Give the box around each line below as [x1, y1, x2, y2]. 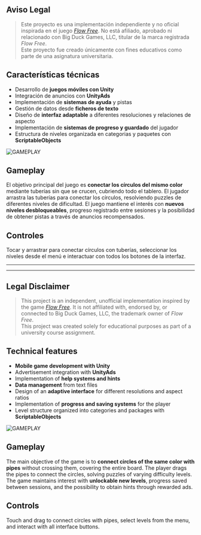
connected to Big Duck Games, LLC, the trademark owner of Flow [20, 310, 184, 317]
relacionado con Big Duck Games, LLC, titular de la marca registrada [20, 33, 190, 41]
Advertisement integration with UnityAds [14, 368, 116, 376]
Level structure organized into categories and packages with [14, 406, 165, 414]
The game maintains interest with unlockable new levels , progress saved [6, 477, 187, 484]
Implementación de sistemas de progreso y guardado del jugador [14, 124, 178, 131]
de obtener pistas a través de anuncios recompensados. [6, 213, 145, 220]
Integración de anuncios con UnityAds [14, 92, 111, 99]
